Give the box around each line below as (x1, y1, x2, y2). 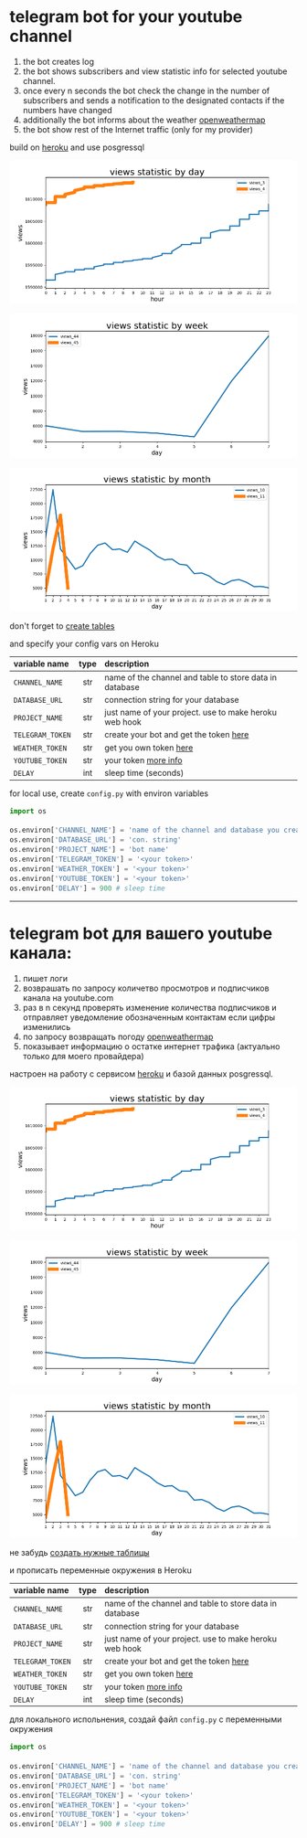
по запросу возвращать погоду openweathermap (22, 1031, 214, 1042)
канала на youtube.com (22, 992, 114, 1003)
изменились (22, 1021, 71, 1032)
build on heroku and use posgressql (9, 142, 144, 153)
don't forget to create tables (9, 620, 115, 632)
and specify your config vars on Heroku (9, 638, 160, 649)
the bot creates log (22, 56, 94, 67)
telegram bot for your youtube (9, 6, 243, 27)
